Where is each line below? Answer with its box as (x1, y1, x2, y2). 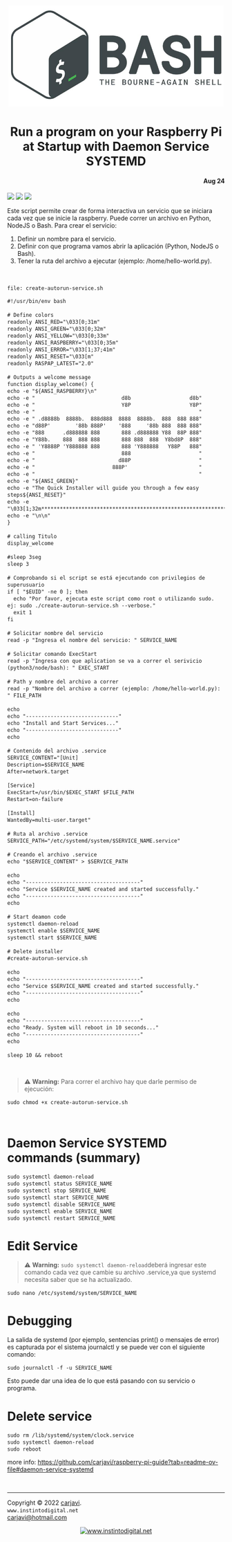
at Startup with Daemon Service (22, 139, 210, 154)
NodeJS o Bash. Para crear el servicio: (7, 221, 117, 230)
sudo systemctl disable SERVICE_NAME (7, 1201, 116, 1209)
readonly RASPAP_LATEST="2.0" (7, 360, 95, 367)
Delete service (7, 1408, 93, 1424)
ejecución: (23, 1085, 54, 1093)
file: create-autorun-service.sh (7, 284, 104, 292)
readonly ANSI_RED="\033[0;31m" (7, 318, 100, 325)
